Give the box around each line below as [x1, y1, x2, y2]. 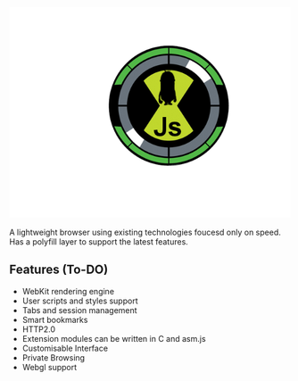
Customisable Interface [21, 343, 109, 353]
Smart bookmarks [21, 314, 88, 325]
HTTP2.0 [21, 324, 56, 335]
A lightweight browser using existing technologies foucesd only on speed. [9, 227, 281, 237]
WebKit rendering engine [21, 286, 114, 296]
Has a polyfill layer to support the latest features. [9, 236, 189, 247]
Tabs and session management [21, 304, 137, 315]
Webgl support [21, 361, 78, 372]
